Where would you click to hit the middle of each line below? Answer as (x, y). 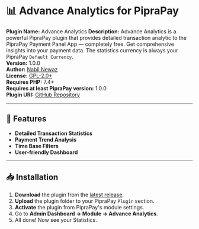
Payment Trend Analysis (46, 139)
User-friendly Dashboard (46, 152)
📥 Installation (32, 178)
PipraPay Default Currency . (40, 57)
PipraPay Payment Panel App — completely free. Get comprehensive (90, 44)
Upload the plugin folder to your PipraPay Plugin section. (84, 201)
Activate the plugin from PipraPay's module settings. (79, 207)
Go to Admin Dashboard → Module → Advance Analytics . (86, 214)
